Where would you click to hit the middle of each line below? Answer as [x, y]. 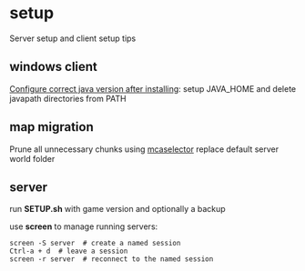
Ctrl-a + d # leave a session [69, 251]
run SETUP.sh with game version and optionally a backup [117, 209]
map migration [51, 127]
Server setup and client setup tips [73, 38]
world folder [32, 158]
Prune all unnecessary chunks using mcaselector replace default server [144, 149]
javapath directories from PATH [68, 98]
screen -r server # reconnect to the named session [112, 259]
